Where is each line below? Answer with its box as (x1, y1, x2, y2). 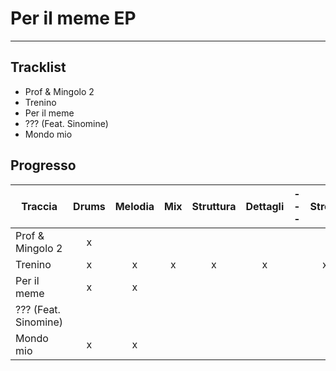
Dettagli (245, 199, 285, 213)
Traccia (21, 199, 58, 213)
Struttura (191, 199, 237, 213)
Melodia (114, 199, 155, 213)
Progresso (10, 157, 77, 174)
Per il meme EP (10, 7, 137, 30)
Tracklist (10, 59, 67, 76)
